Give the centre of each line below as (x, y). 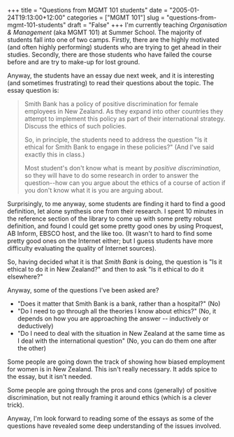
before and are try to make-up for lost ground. (74, 62)
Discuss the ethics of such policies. (75, 126)
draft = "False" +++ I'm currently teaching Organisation (147, 25)
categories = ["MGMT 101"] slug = (116, 17)
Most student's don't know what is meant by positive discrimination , (123, 168)
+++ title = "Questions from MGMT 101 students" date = (88, 10)
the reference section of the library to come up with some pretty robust (110, 218)
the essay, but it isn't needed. (50, 377)
